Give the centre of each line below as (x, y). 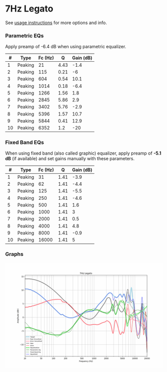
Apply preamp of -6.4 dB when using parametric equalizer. (66, 47)
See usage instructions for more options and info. (56, 23)
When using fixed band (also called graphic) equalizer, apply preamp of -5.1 (83, 153)
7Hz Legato (29, 9)
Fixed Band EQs (24, 142)
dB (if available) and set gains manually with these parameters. (70, 159)
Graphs (14, 254)
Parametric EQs (24, 36)
